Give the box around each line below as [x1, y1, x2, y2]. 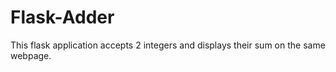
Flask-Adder [10, 6, 115, 29]
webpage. [10, 49, 52, 61]
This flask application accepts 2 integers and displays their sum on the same [10, 39, 326, 51]
